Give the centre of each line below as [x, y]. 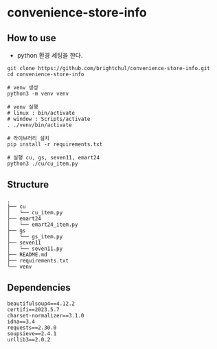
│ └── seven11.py [35, 249]
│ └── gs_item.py [35, 236]
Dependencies [39, 288]
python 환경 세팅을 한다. [50, 55]
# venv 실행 [23, 107]
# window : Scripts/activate [49, 119]
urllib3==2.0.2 [29, 339]
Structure [28, 184]
